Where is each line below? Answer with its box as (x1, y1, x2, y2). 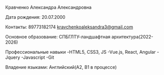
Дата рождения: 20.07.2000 (5, 14, 65, 20)
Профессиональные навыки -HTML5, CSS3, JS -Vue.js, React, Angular (5, 49, 156, 55)
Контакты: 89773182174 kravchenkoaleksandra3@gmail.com (5, 24, 134, 30)
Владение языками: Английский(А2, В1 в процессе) (5, 64, 117, 70)
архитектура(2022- (111, 34, 153, 40)
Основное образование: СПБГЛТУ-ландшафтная (5, 34, 111, 40)
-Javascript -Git (21, 54, 54, 60)
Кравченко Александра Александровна (5, 5, 92, 10)
